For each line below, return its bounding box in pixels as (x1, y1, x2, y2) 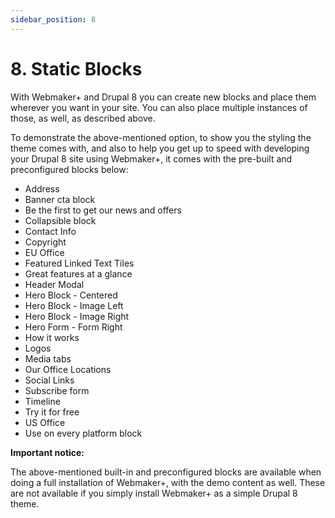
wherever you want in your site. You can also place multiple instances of (10, 101, 308, 113)
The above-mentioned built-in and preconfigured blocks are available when (10, 466, 322, 478)
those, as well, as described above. (10, 112, 156, 124)
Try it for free (24, 406, 80, 418)
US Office (24, 416, 66, 428)
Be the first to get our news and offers (24, 204, 182, 216)
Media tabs (24, 352, 72, 365)
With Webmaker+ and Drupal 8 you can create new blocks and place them (10, 91, 317, 103)
